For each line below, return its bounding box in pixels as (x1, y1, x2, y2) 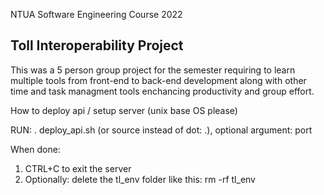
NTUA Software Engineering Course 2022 (10, 9, 183, 20)
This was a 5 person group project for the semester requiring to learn (10, 64, 296, 76)
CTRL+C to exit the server (24, 162, 132, 174)
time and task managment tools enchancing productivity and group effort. (10, 85, 315, 97)
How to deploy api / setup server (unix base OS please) (10, 104, 238, 116)
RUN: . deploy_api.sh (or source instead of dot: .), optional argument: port (10, 124, 313, 136)
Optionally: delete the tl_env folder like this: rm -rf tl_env (24, 173, 256, 185)
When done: (10, 143, 61, 155)
